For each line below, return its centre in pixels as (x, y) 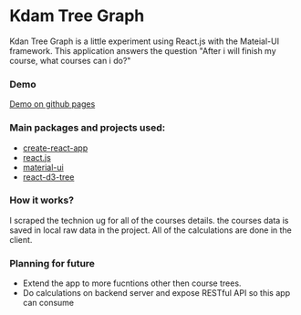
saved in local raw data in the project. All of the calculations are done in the (150, 230)
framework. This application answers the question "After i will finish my (143, 50)
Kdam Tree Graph (77, 16)
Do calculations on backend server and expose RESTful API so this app (156, 293)
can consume (48, 303)
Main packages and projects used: (88, 128)
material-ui (43, 167)
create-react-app (55, 148)
